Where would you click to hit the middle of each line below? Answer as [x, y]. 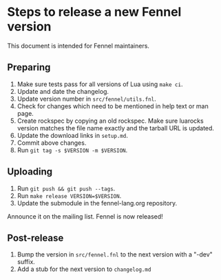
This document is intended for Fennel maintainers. [78, 46]
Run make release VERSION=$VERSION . [69, 196]
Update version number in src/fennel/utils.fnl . [86, 99]
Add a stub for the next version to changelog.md [84, 269]
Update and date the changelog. [63, 91]
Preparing [29, 67]
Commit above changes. [52, 143]
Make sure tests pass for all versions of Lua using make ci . [100, 84]
